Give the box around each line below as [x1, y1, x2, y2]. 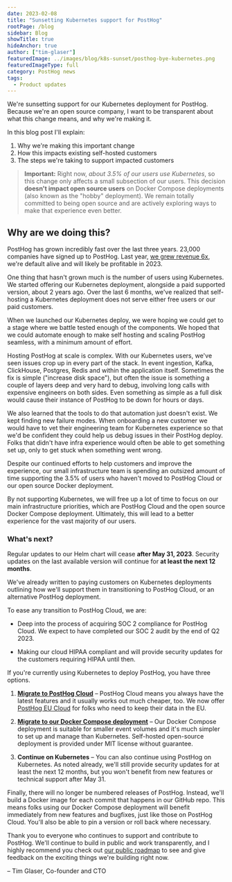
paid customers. [7, 303, 54, 311]
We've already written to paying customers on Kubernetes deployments [7, 578, 212, 586]
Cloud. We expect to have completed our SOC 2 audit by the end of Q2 [17, 627, 220, 635]
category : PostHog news [7, 68, 76, 75]
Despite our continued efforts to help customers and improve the [7, 459, 193, 468]
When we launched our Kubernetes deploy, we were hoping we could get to [7, 316, 224, 324]
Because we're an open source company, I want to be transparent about [7, 107, 213, 116]
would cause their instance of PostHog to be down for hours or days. [7, 396, 204, 404]
